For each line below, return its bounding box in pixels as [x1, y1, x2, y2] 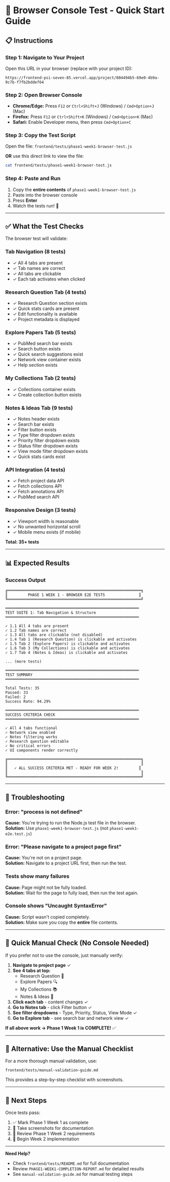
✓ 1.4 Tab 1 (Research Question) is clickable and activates [5, 637, 137, 642]
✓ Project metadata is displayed [12, 317, 80, 323]
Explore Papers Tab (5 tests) [5, 329, 76, 336]
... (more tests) [5, 659, 42, 664]
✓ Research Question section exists [12, 300, 88, 306]
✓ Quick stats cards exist [12, 454, 66, 460]
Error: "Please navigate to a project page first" [5, 843, 122, 850]
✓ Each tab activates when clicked [12, 276, 86, 282]
